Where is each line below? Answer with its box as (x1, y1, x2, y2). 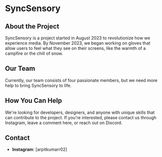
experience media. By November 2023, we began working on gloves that (5, 40, 151, 46)
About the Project (5, 22, 59, 31)
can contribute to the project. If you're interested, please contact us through (5, 114, 157, 120)
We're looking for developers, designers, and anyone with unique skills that (5, 110, 155, 115)
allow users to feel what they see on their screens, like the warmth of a (5, 46, 146, 51)
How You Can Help (5, 96, 62, 105)
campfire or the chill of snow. (5, 50, 63, 56)
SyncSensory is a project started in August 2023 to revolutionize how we (5, 35, 150, 41)
